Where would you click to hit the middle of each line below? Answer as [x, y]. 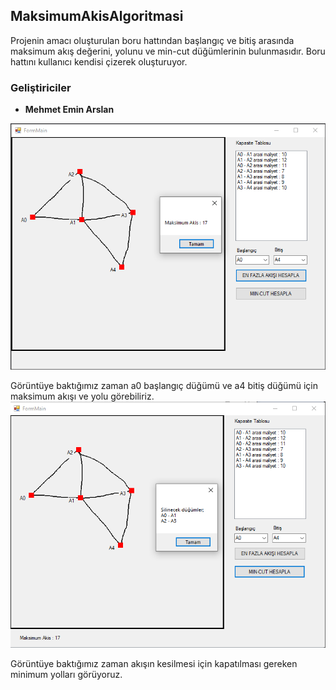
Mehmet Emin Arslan [69, 110]
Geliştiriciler [41, 87]
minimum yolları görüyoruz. [66, 675]
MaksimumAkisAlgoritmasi [97, 16]
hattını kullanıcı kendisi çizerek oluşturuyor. [99, 61]
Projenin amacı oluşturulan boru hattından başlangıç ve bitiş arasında [152, 40]
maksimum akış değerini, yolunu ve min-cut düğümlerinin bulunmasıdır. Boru [168, 51]
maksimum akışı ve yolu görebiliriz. [82, 396]
